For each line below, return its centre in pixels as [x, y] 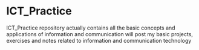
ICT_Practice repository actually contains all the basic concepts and [91, 28]
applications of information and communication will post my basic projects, [100, 34]
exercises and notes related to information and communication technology [99, 40]
